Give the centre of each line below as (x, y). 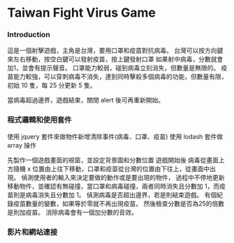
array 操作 (22, 145)
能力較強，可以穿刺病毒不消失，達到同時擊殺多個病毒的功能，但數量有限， (120, 77)
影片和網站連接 (32, 232)
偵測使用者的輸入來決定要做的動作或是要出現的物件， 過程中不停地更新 (123, 177)
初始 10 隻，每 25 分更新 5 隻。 (52, 86)
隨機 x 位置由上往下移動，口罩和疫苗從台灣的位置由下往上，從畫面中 (111, 168)
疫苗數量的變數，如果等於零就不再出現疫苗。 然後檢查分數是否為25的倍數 (119, 203)
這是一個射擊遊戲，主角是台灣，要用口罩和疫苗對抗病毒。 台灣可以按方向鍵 (115, 51)
